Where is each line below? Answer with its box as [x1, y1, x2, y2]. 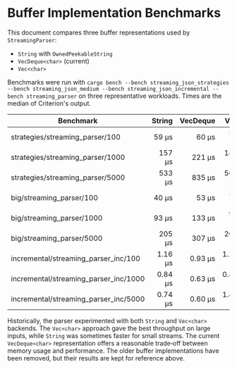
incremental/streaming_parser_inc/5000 [11, 294, 145, 304]
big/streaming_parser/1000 [11, 213, 103, 223]
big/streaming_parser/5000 [11, 233, 103, 243]
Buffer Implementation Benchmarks [7, 5, 221, 21]
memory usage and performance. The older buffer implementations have [7, 346, 220, 355]
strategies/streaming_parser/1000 [11, 152, 126, 162]
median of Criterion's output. [7, 99, 92, 107]
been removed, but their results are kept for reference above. [7, 354, 186, 362]
